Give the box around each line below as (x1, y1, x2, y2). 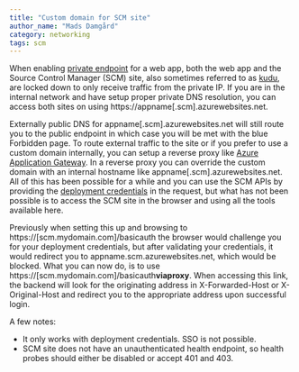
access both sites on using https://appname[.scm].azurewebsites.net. (9, 101, 268, 113)
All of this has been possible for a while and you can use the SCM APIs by (9, 177, 284, 187)
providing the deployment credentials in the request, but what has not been (9, 186, 289, 196)
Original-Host (9, 289, 60, 300)
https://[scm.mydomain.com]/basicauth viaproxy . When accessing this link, (9, 270, 289, 281)
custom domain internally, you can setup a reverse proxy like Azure (9, 148, 259, 159)
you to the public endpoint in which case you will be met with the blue (9, 128, 268, 140)
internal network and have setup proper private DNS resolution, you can (9, 92, 276, 103)
